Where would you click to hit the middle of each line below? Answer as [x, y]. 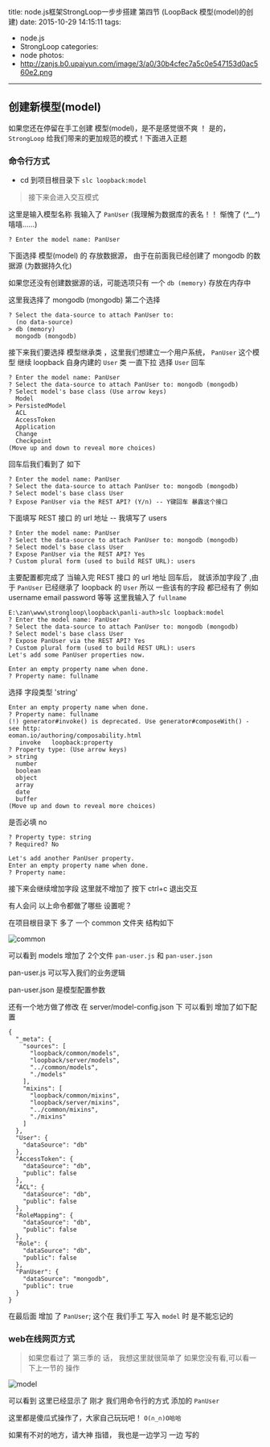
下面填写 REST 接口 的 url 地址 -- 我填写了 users [88, 518]
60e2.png [36, 72]
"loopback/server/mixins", [75, 1103]
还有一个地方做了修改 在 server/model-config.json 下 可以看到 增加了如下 [129, 1007]
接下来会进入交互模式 [63, 197]
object [27, 778]
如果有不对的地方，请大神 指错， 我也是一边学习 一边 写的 [104, 1435]
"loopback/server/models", [75, 1061]
